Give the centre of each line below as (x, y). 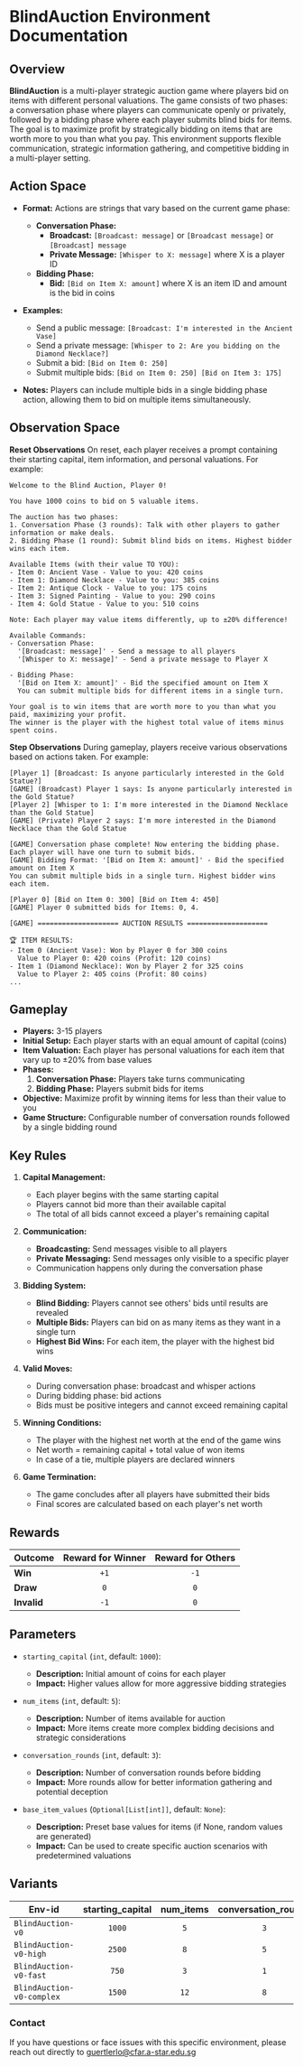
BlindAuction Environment (110, 17)
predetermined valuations (84, 1855)
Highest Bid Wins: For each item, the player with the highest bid (155, 1342)
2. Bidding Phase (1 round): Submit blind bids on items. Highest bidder (151, 540)
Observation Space (64, 428)
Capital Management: (64, 1177)
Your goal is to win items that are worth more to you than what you (143, 706)
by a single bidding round (69, 1127)
